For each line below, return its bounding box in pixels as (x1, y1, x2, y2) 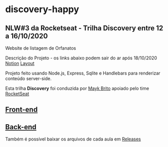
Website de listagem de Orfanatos (5, 45, 76, 51)
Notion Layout (5, 60, 34, 66)
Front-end (5, 105, 38, 114)
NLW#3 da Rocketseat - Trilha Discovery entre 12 (5, 24, 163, 32)
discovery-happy (5, 4, 79, 15)
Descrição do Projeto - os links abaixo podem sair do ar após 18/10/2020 (5, 55, 157, 61)
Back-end (5, 123, 37, 131)
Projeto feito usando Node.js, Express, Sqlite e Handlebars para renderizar (5, 70, 160, 76)
